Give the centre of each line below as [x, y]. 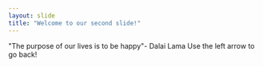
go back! [23, 54]
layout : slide [32, 16]
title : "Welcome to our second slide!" [75, 23]
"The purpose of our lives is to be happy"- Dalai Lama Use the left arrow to [131, 45]
